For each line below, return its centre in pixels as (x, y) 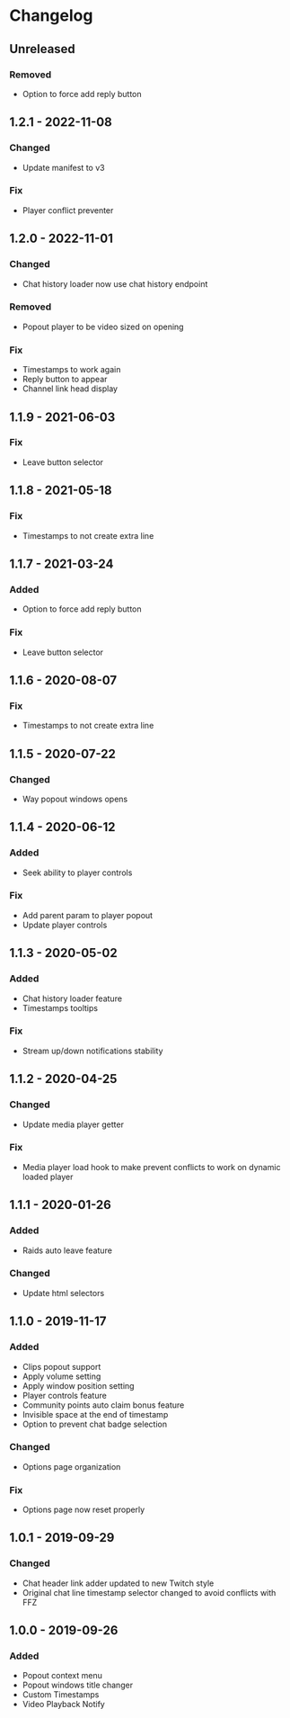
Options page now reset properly (83, 1510)
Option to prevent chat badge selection (95, 1424)
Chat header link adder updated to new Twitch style (118, 1583)
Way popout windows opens (75, 799)
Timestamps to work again (71, 370)
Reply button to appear (65, 380)
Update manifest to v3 (63, 167)
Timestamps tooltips (60, 1007)
